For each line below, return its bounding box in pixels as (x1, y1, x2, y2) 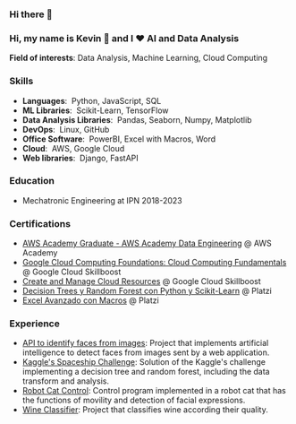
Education (9, 175, 55, 187)
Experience (9, 317, 60, 330)
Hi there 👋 (9, 8, 54, 21)
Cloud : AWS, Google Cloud (21, 143, 125, 153)
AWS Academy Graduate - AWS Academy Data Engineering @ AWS (21, 238, 273, 249)
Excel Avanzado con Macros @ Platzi (21, 295, 159, 306)
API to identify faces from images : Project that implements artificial (21, 338, 269, 349)
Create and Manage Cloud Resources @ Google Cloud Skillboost (21, 276, 261, 287)
